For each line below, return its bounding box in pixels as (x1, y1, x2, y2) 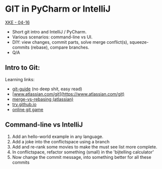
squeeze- (129, 39, 149, 45)
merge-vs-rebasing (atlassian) (12, 96, 74, 102)
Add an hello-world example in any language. (12, 134, 103, 139)
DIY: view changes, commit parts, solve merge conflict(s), (12, 39, 128, 45)
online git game (12, 106, 43, 112)
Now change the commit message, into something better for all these (12, 154, 151, 160)
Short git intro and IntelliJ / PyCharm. (12, 29, 87, 34)
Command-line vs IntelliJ (5, 120, 83, 129)
